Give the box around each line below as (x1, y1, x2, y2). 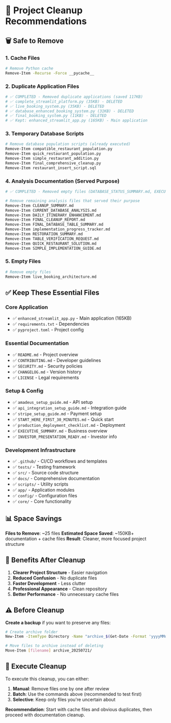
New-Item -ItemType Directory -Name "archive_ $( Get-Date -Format (5, 634, 147, 639)
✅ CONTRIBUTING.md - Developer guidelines (12, 357, 101, 363)
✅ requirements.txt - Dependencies (12, 321, 90, 327)
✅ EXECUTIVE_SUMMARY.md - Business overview (12, 427, 108, 433)
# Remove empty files (5, 269, 51, 275)
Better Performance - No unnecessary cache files (12, 591, 119, 597)
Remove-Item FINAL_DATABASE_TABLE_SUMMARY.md (5, 222, 103, 227)
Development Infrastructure (5, 446, 76, 453)
